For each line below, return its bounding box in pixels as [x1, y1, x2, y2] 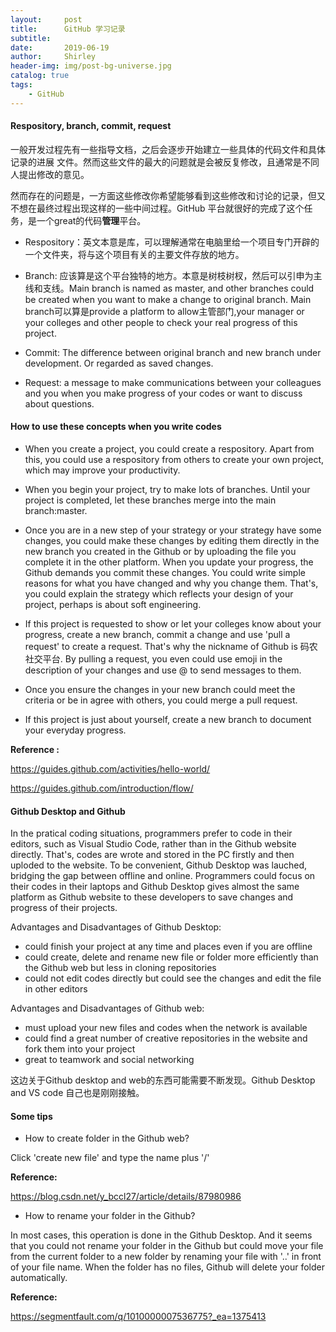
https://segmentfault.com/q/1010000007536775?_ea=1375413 [10, 1311, 267, 1323]
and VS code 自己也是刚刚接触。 [10, 1087, 145, 1099]
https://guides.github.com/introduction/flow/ [10, 782, 194, 795]
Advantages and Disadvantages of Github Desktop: [10, 921, 222, 933]
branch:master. [24, 505, 88, 517]
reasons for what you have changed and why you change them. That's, [24, 577, 319, 590]
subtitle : [10, 33, 52, 43]
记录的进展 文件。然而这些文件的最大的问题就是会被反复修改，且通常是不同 [10, 156, 320, 168]
